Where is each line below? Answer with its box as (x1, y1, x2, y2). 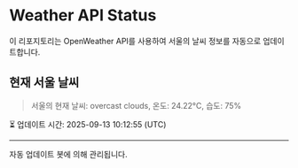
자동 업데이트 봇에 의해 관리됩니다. (9, 149, 128, 159)
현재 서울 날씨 (9, 75, 80, 90)
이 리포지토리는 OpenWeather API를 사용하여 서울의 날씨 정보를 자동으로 (9, 35, 262, 46)
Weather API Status (9, 5, 157, 26)
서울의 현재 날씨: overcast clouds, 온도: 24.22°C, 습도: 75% (30, 100, 242, 111)
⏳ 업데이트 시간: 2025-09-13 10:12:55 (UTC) (9, 118, 167, 129)
